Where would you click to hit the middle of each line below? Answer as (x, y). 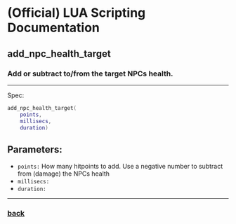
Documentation (54, 28)
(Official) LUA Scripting (77, 13)
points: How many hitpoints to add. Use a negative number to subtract (120, 167)
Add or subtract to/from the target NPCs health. (90, 73)
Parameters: (35, 149)
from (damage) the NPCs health (64, 174)
